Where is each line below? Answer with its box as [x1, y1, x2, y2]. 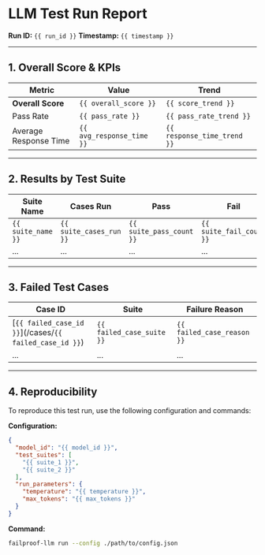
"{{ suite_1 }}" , [22, 458, 80, 466]
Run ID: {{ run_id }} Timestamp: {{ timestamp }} [8, 31, 174, 40]
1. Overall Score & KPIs [8, 61, 121, 75]
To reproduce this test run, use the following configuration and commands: [8, 406, 252, 415]
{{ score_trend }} [165, 99, 235, 107]
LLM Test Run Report [8, 5, 147, 23]
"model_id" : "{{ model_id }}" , [15, 444, 118, 452]
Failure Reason [186, 304, 244, 315]
